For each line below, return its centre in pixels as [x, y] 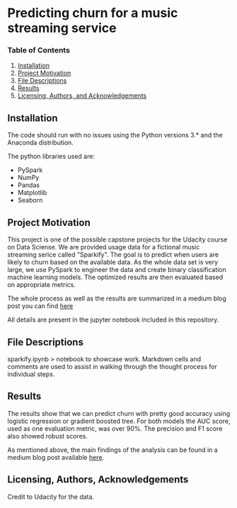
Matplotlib [32, 193]
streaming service [62, 28]
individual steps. [31, 374]
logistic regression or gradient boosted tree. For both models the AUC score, [119, 421]
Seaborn [30, 201]
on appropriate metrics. [42, 285]
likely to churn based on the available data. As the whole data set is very [113, 262]
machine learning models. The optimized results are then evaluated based [115, 277]
